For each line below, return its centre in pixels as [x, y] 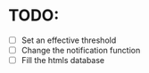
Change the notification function [81, 50]
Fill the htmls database [63, 61]
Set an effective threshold [69, 40]
